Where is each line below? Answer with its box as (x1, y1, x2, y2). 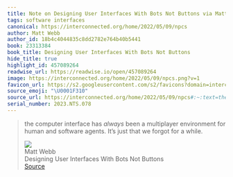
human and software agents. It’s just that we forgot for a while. (24, 126, 203, 135)
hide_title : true (7, 56, 58, 62)
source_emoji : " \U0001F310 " (7, 87, 89, 94)
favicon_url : (7, 81, 45, 88)
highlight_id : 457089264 (7, 62, 79, 69)
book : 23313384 (7, 42, 51, 49)
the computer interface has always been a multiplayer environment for (24, 119, 226, 128)
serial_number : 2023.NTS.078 (7, 101, 92, 108)
